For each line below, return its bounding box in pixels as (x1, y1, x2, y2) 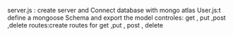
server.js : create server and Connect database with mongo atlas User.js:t (7, 6, 221, 14)
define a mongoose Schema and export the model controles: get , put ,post (7, 13, 226, 22)
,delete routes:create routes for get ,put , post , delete (7, 21, 164, 29)
